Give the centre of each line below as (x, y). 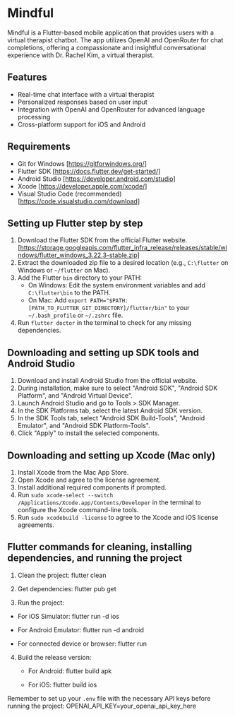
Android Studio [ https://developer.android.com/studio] (96, 179)
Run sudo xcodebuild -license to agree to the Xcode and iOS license (118, 517)
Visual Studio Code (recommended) (70, 194)
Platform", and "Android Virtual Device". (75, 396)
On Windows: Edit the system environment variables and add (117, 285)
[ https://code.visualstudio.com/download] (79, 201)
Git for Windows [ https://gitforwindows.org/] (82, 163)
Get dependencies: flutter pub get (67, 588)
